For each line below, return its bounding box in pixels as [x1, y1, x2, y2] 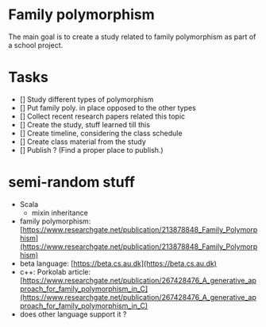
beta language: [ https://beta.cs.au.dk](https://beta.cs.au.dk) [19, 259, 217, 268]
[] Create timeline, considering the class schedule [19, 128, 183, 138]
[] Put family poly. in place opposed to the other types [19, 103, 196, 112]
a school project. [8, 40, 64, 49]
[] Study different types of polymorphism [19, 94, 154, 104]
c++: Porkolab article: [19, 267, 91, 276]
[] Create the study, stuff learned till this [19, 119, 151, 129]
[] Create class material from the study [19, 137, 147, 146]
